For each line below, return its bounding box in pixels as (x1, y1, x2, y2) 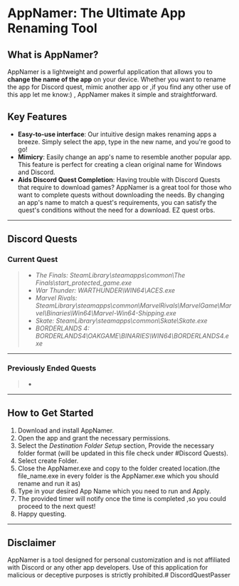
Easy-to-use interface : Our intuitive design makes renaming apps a (17, 130, 217, 138)
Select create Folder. (17, 456, 79, 465)
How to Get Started (7, 407, 94, 419)
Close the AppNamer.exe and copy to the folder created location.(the (17, 464, 221, 473)
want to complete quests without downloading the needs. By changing (17, 191, 225, 199)
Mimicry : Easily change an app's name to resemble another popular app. (17, 152, 233, 161)
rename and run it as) (17, 479, 81, 488)
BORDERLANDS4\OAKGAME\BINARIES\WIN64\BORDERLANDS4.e (35, 331, 230, 340)
